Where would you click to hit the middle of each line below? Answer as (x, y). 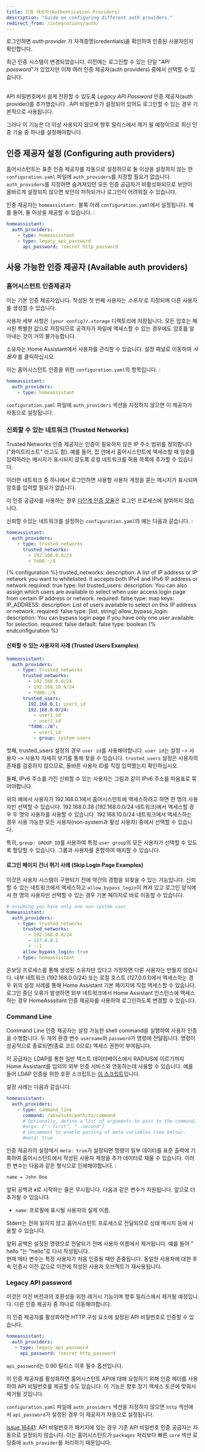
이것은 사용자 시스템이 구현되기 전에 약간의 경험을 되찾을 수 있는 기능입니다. (96, 880)
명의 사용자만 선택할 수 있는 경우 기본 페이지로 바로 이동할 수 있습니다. (102, 895)
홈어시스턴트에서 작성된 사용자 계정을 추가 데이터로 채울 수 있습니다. (103, 1158)
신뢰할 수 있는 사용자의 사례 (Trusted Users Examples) (72, 645)
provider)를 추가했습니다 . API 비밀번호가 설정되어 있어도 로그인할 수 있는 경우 (99, 104)
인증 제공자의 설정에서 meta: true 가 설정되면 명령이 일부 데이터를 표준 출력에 (98, 1150)
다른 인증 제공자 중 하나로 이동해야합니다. (63, 1304)
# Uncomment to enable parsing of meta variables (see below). (104, 1132)
